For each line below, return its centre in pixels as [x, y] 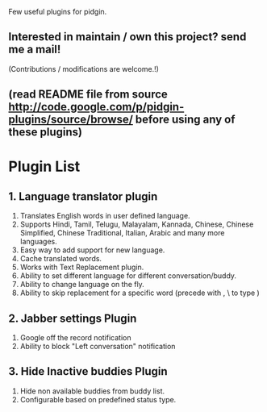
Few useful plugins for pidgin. [58, 12]
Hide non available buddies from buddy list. [92, 391]
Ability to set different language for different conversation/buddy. [128, 276]
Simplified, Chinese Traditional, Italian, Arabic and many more [122, 233]
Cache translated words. [61, 259]
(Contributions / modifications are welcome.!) [84, 69]
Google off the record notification [75, 338]
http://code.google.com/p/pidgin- [96, 107]
